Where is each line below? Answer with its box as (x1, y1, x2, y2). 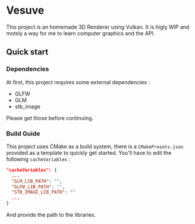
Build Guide (6, 129, 40, 137)
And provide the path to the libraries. (6, 211, 96, 219)
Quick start (6, 47, 49, 57)
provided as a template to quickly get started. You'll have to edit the (6, 149, 172, 156)
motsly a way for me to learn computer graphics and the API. (6, 29, 155, 36)
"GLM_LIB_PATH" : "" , (11, 178, 62, 184)
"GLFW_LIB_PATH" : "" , (11, 183, 65, 190)
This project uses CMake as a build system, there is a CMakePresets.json (6, 143, 184, 150)
